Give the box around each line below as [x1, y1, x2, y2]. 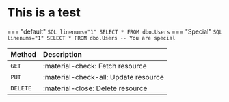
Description [43, 49, 82, 59]
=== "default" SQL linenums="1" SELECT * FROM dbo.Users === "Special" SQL [7, 27, 223, 36]
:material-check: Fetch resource [43, 61, 147, 71]
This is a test [7, 5, 81, 21]
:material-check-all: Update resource [43, 72, 164, 81]
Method [10, 49, 37, 59]
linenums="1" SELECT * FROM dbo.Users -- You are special [7, 34, 176, 42]
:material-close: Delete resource [43, 84, 148, 93]
